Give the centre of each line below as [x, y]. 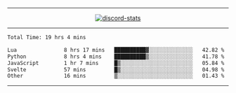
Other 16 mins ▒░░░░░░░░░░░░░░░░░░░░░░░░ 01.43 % [116, 76]
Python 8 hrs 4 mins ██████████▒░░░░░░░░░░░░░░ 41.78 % [116, 57]
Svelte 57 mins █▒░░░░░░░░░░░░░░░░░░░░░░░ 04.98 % [116, 70]
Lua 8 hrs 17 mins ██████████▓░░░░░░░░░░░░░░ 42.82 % [116, 50]
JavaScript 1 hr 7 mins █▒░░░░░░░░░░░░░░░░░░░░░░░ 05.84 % [116, 63]
